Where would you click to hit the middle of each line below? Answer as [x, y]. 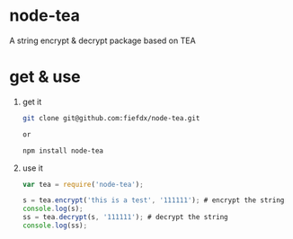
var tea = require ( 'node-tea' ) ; [83, 184]
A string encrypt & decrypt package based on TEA [102, 40]
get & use [45, 77]
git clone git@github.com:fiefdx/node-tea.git [111, 118]
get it [32, 102]
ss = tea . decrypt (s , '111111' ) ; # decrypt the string [125, 217]
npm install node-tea [62, 150]
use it [32, 168]
